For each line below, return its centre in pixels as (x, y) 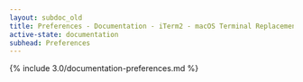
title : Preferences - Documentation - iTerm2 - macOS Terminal (131, 26)
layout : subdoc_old (46, 18)
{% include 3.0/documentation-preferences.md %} (104, 68)
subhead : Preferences (50, 43)
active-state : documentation (64, 34)
